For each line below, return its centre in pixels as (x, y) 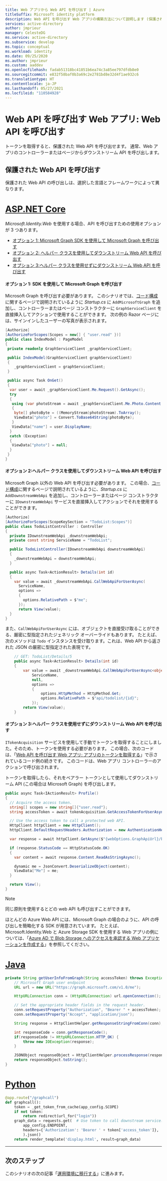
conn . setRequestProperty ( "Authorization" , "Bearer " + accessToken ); (88, 1010)
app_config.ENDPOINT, (45, 1126)
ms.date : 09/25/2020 (27, 56)
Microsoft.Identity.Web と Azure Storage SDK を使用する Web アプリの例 (80, 932)
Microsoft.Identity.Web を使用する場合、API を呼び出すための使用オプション (83, 224)
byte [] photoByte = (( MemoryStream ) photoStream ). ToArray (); (78, 413)
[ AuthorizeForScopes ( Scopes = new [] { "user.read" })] (63, 335)
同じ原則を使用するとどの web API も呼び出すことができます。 (69, 909)
